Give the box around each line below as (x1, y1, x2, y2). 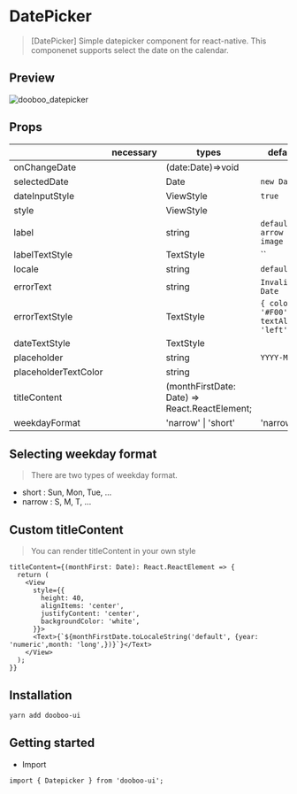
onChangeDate (13, 161, 77, 173)
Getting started (9, 736, 95, 751)
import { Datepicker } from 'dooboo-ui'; (9, 776, 164, 785)
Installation (9, 688, 72, 703)
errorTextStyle (13, 310, 73, 322)
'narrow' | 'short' (165, 416, 236, 428)
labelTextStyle (13, 248, 73, 260)
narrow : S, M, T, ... (21, 497, 92, 507)
